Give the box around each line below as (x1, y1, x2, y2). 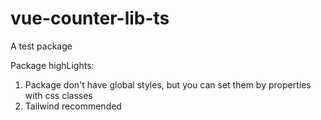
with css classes (24, 89, 93, 101)
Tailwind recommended (24, 100, 122, 112)
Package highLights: (10, 59, 95, 71)
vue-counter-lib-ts (10, 7, 170, 30)
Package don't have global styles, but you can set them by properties (24, 78, 312, 91)
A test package (10, 40, 73, 52)
